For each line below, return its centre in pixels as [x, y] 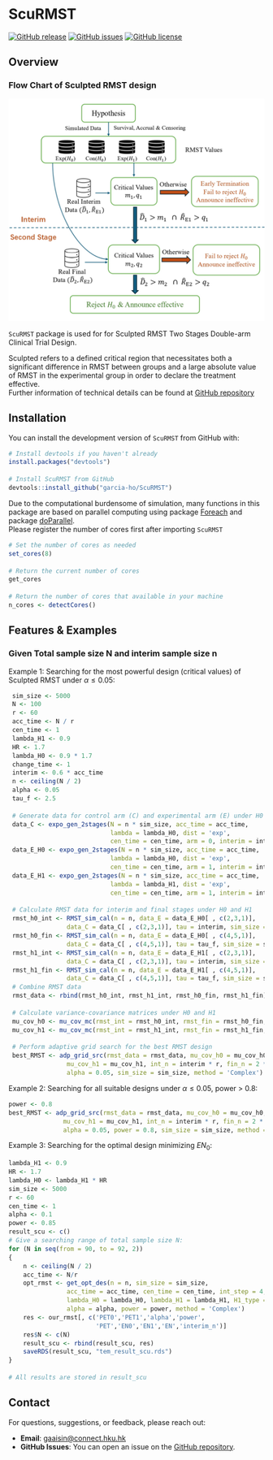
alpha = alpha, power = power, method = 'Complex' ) [156, 1309]
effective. [24, 383]
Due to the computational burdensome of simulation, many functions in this [134, 503]
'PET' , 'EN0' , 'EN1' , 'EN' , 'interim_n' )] [161, 1326]
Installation [37, 418]
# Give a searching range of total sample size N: [96, 1241]
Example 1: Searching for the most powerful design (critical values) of [125, 671]
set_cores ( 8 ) [30, 553]
